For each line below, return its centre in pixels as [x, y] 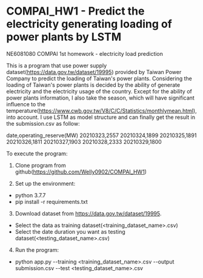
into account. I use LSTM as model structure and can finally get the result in [101, 117]
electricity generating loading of [89, 24]
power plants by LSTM [64, 37]
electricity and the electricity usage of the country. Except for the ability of [99, 91]
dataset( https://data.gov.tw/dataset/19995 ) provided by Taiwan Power [94, 72]
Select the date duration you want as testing [70, 231]
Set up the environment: [45, 183]
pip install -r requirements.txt [51, 202]
